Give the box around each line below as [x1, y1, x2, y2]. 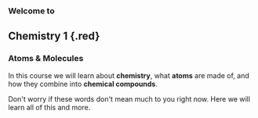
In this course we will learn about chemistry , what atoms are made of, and [8, 70, 249, 80]
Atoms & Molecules [8, 53, 84, 64]
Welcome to [8, 5, 55, 16]
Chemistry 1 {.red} [8, 30, 100, 43]
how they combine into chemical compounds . [8, 79, 158, 88]
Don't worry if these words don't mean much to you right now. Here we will [8, 94, 251, 103]
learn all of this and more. [8, 102, 91, 112]
